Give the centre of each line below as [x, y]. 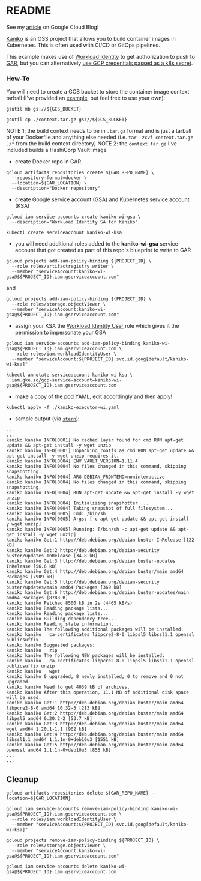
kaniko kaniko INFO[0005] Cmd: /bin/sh [56, 514]
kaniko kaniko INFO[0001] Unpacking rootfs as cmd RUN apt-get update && [100, 451]
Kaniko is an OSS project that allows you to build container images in [91, 38]
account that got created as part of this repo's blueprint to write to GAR [103, 250]
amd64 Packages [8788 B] [37, 598]
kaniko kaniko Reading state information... [63, 624]
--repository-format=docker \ [49, 178]
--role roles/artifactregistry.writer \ [63, 267]
